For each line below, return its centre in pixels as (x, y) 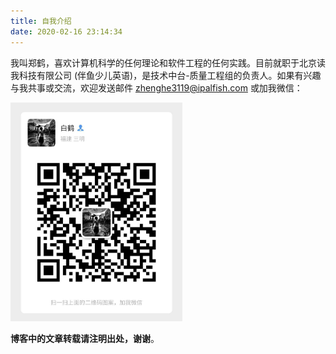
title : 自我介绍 (41, 21)
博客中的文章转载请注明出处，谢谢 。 (85, 338)
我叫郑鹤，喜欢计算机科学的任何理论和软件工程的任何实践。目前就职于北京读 (168, 62)
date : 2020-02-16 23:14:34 (66, 31)
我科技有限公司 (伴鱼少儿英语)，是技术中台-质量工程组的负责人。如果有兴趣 (166, 75)
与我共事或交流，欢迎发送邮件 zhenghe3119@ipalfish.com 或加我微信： (156, 87)
